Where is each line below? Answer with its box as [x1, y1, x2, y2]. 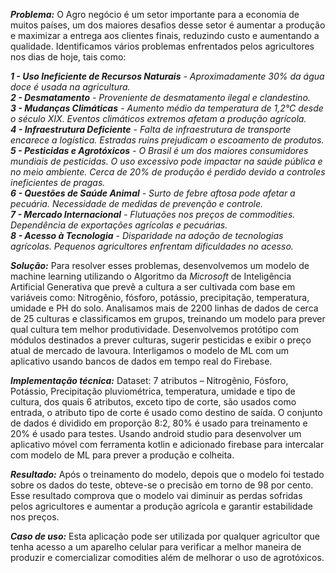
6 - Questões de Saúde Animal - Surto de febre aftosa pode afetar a [10, 187, 296, 199]
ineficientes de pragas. [10, 177, 106, 188]
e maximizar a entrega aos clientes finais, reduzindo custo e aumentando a [10, 30, 320, 41]
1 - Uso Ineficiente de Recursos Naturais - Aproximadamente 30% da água [10, 70, 325, 82]
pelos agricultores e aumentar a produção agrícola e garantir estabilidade [10, 500, 313, 512]
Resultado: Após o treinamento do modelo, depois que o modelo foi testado [10, 469, 325, 480]
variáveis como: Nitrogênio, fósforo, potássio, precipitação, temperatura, [10, 292, 310, 303]
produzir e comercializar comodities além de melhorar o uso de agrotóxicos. [10, 552, 325, 563]
